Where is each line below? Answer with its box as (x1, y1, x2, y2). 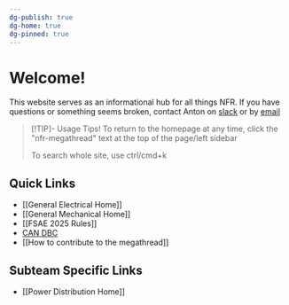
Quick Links (9, 176, 76, 191)
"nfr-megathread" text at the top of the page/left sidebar (30, 133, 238, 144)
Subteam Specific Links (9, 262, 144, 278)
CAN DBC (21, 228, 59, 239)
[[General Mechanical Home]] (21, 209, 131, 220)
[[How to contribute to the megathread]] (21, 237, 169, 248)
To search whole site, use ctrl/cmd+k (30, 150, 167, 160)
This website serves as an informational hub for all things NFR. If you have (9, 97, 280, 107)
